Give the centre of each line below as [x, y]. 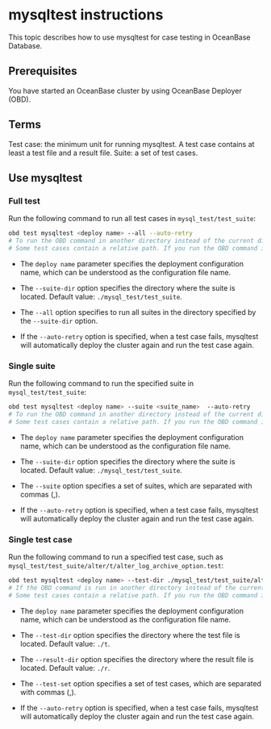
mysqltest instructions [86, 15]
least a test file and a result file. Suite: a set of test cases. [103, 153]
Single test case [40, 539]
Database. [25, 45]
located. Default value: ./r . [65, 668]
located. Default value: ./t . [65, 643]
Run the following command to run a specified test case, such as [116, 557]
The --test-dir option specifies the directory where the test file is [130, 635]
